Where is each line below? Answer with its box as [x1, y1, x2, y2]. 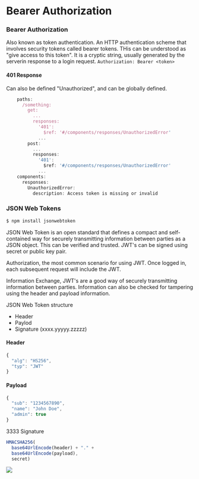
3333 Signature [6, 427, 45, 435]
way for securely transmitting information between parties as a [31, 235, 186, 242]
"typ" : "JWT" [11, 363, 44, 370]
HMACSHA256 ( [6, 439, 36, 445]
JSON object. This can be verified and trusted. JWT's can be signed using [6, 241, 188, 248]
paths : [17, 96, 33, 102]
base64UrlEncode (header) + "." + [11, 444, 94, 450]
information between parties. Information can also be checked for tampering [6, 283, 194, 290]
